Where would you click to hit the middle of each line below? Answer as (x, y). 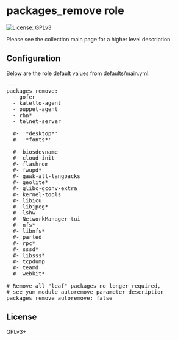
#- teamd (26, 267)
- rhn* (22, 115)
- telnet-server (37, 121)
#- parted (27, 237)
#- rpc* (24, 243)
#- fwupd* (27, 170)
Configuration (34, 58)
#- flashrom (30, 164)
